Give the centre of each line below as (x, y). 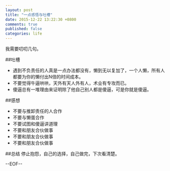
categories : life (24, 34)
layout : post (19, 10)
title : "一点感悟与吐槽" (29, 15)
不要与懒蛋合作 (28, 117)
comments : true (21, 24)
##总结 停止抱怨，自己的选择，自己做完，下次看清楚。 (63, 154)
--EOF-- (14, 164)
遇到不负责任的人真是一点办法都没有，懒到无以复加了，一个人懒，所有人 (89, 70)
